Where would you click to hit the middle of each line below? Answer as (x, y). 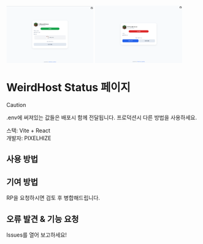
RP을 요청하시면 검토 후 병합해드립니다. (53, 198)
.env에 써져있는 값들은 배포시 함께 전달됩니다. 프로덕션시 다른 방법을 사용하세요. (102, 117)
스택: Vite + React (29, 131)
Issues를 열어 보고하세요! (37, 235)
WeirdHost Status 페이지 (68, 88)
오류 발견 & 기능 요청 (43, 219)
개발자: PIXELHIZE (29, 138)
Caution (16, 105)
